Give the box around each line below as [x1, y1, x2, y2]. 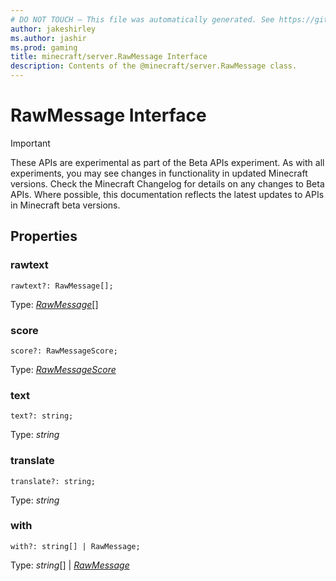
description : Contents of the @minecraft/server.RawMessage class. [10, 61, 298, 71]
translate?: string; [10, 476, 97, 486]
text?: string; [10, 411, 74, 421]
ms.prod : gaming [10, 42, 78, 53]
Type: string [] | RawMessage [10, 559, 130, 571]
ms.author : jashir [10, 33, 87, 43]
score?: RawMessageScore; [10, 346, 118, 356]
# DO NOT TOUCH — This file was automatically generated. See [10, 14, 275, 25]
